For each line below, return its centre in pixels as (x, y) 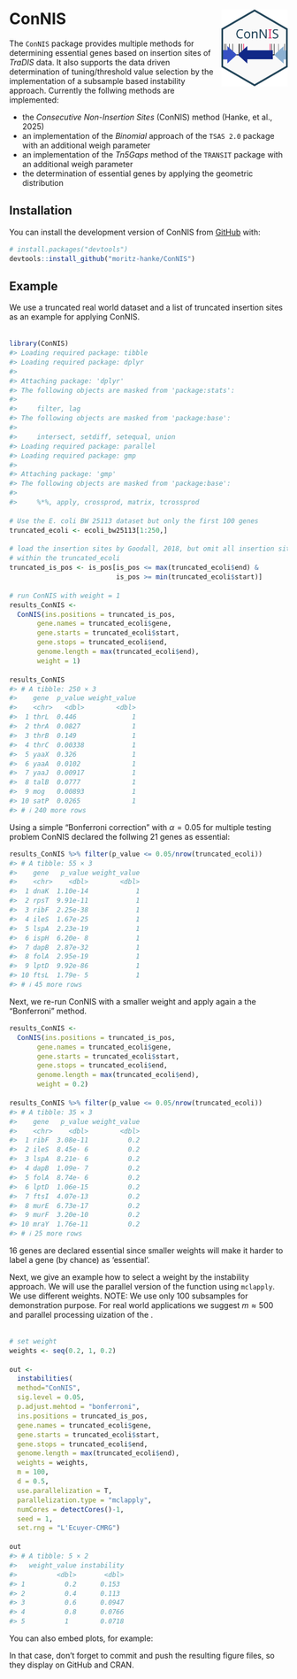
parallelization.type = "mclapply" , (84, 1500)
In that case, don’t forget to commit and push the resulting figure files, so (142, 1656)
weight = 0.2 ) (63, 1084)
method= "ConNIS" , (49, 1388)
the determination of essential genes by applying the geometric (137, 173)
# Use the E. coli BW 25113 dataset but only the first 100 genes (134, 521)
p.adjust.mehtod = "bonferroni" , (79, 1407)
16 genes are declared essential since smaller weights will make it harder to (146, 1251)
